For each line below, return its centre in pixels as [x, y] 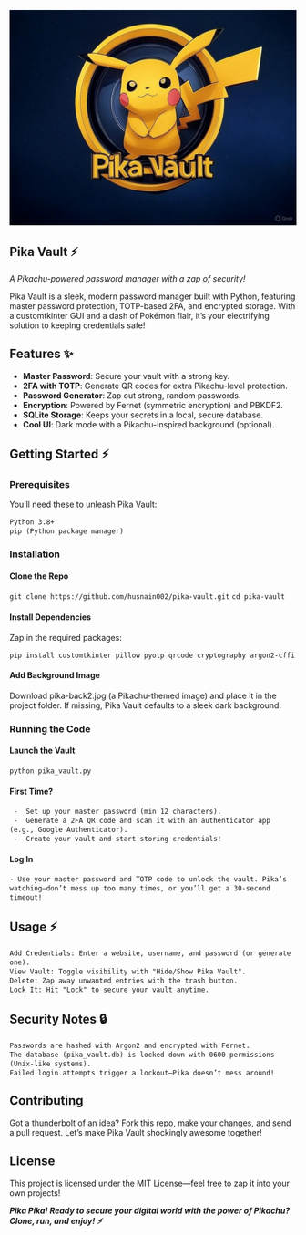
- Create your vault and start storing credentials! [117, 839]
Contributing [46, 1101]
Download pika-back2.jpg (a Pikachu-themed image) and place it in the [143, 695]
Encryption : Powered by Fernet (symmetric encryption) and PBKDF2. [153, 405]
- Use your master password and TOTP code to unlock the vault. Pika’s [148, 880]
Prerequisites [40, 484]
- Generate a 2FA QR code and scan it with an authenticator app [142, 821]
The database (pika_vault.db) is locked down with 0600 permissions [142, 1055]
